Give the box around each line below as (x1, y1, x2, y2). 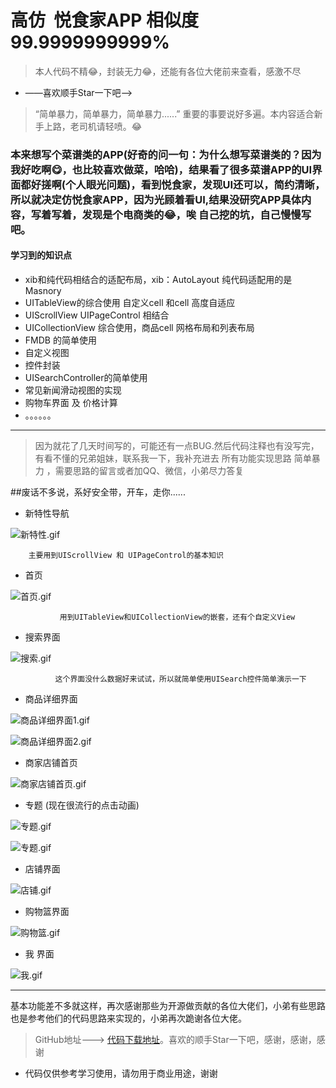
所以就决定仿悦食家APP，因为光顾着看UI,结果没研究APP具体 (10, 192, 302, 206)
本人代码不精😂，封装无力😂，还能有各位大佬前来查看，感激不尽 (34, 65, 302, 77)
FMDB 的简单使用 (24, 334, 97, 346)
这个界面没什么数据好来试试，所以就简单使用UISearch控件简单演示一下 (54, 674, 307, 685)
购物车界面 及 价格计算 (24, 397, 118, 409)
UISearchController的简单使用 (24, 372, 148, 384)
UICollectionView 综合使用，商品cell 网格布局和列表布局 (24, 322, 255, 334)
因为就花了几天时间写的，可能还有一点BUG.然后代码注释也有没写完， (34, 440, 320, 452)
